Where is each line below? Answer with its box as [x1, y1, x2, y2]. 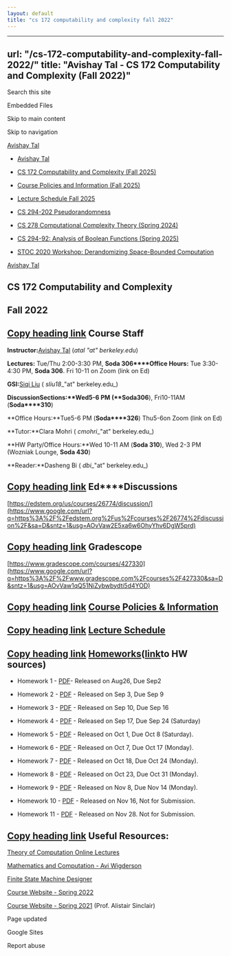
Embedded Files [7, 101, 53, 110]
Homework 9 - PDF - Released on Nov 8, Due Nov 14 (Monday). [16, 783, 198, 792]
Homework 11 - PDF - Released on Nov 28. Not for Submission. [16, 810, 196, 819]
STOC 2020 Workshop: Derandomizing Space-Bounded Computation [16, 248, 214, 256]
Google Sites [7, 928, 43, 936]
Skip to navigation [7, 128, 58, 136]
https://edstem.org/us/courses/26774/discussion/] [9, 499, 153, 507]
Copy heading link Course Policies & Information [7, 601, 219, 612]
